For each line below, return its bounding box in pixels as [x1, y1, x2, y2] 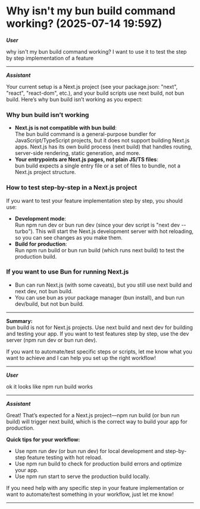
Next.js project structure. [14, 169, 76, 176]
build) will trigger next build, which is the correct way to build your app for [6, 418, 187, 425]
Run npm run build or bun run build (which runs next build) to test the [14, 246, 185, 254]
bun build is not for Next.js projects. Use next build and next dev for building [6, 324, 193, 331]
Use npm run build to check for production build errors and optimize [14, 460, 183, 467]
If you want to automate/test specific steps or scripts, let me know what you [6, 347, 192, 355]
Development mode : [14, 215, 67, 222]
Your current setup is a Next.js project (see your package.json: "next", [6, 83, 178, 90]
